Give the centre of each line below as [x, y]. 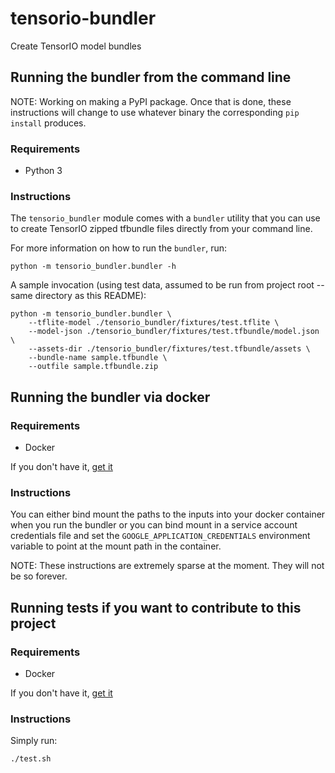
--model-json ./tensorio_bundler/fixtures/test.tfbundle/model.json [174, 332]
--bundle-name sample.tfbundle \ [98, 358]
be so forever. [39, 576]
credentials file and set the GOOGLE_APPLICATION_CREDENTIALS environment [160, 536]
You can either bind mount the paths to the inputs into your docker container [168, 514]
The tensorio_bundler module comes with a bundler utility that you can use [165, 218]
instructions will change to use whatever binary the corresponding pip [155, 112]
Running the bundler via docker [110, 397]
